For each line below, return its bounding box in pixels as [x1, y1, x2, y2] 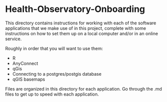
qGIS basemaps [12, 76, 45, 82]
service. [5, 36, 22, 42]
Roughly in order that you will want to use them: [5, 45, 103, 51]
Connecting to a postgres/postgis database [12, 71, 102, 77]
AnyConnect [12, 60, 38, 66]
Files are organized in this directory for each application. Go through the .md [5, 86, 162, 92]
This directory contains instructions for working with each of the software [5, 20, 157, 26]
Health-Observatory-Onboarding [5, 3, 146, 15]
